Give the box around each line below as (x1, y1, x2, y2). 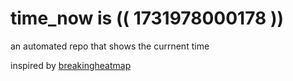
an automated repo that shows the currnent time (10, 40, 210, 52)
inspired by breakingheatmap (10, 59, 132, 71)
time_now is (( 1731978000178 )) (10, 7, 284, 30)
